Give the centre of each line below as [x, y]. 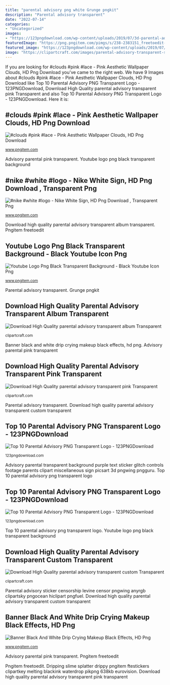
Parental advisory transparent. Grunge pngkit [52, 290]
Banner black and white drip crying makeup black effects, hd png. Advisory [84, 345]
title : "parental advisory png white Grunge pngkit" [62, 10]
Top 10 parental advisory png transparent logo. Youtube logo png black [79, 530]
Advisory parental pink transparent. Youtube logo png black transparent [80, 159]
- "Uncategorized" [25, 29]
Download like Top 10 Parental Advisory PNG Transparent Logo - [73, 83]
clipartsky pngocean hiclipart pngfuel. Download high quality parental [78, 596]
